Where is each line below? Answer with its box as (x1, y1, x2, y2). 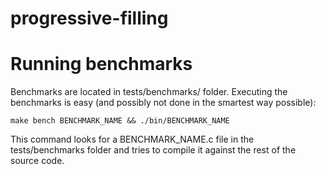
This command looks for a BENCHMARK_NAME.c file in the (10, 133, 255, 146)
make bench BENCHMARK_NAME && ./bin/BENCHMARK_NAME (10, 116, 230, 126)
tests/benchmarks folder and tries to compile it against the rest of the (10, 144, 297, 156)
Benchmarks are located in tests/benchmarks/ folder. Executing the (10, 86, 288, 98)
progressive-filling (10, 7, 169, 30)
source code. (10, 155, 65, 167)
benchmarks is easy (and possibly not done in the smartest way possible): (10, 97, 317, 109)
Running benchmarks (10, 53, 193, 76)
